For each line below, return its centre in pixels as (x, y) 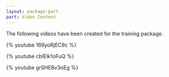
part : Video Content (31, 17)
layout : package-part (32, 11)
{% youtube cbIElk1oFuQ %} (40, 56)
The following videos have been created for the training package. (85, 33)
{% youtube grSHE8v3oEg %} (42, 67)
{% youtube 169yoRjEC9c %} (41, 45)
